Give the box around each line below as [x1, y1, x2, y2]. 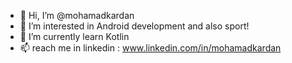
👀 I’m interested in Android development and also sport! [19, 20, 250, 32]
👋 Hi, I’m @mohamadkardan [19, 10, 135, 21]
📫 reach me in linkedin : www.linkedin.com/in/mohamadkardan [19, 42, 282, 54]
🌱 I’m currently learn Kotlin [19, 31, 130, 42]
